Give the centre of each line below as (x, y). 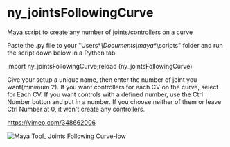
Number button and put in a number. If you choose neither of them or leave (114, 101)
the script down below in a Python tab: (62, 53)
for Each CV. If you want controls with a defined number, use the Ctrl (105, 94)
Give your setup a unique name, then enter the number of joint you (102, 79)
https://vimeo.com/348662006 (51, 122)
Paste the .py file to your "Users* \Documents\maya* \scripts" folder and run (115, 45)
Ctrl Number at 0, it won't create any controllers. (76, 109)
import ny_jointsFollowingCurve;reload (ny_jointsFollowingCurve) (100, 66)
